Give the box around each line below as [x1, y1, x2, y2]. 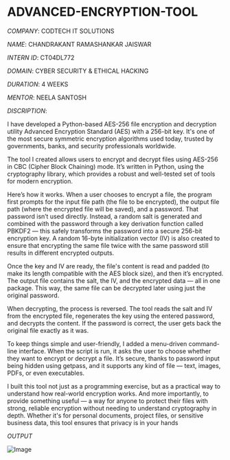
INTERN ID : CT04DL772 [7, 53, 75, 62]
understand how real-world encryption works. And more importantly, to [7, 389, 209, 398]
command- [188, 339, 220, 347]
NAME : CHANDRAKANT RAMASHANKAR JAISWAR [7, 40, 152, 48]
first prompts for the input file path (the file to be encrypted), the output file [7, 197, 220, 206]
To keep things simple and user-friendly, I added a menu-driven [7, 339, 187, 347]
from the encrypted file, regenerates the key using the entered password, [7, 312, 215, 320]
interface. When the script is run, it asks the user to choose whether [19, 347, 211, 355]
